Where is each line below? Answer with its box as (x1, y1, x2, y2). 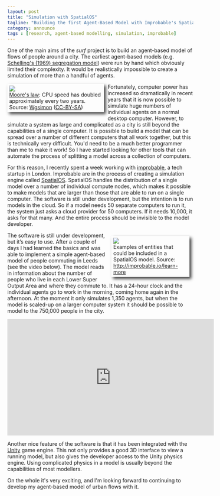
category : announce (7, 25, 55, 31)
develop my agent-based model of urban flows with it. (7, 483, 139, 491)
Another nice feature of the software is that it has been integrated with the (7, 440, 188, 448)
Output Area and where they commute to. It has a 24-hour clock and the (7, 282, 183, 290)
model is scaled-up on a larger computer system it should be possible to (7, 301, 183, 308)
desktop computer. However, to (107, 115, 184, 122)
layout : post (7, 8, 40, 15)
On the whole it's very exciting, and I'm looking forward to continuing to (7, 477, 181, 484)
